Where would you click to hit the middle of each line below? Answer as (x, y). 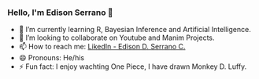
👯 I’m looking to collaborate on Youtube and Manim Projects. (117, 38)
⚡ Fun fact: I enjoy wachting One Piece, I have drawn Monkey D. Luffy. (133, 66)
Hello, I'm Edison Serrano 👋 (60, 13)
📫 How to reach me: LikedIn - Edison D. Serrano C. (102, 47)
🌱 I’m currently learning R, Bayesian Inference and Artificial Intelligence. (135, 30)
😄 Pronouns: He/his (51, 58)
